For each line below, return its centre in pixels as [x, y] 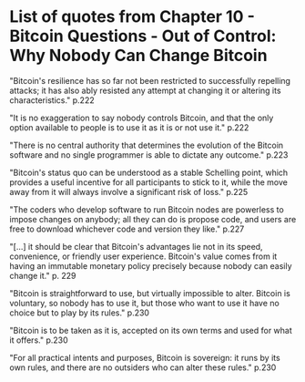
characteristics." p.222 [52, 100]
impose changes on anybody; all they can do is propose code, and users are [153, 219]
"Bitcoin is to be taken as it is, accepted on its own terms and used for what [151, 330]
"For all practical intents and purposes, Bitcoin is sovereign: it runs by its [145, 357]
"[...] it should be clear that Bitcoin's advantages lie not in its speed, [136, 246]
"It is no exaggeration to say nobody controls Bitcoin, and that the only [142, 118]
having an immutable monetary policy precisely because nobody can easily [151, 265]
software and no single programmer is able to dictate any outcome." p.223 [149, 155]
